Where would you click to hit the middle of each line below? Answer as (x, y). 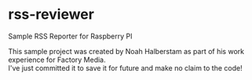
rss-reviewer (51, 15)
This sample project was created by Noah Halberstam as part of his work (126, 51)
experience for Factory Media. (57, 60)
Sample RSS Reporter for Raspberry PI (70, 36)
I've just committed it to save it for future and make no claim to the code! (125, 67)
